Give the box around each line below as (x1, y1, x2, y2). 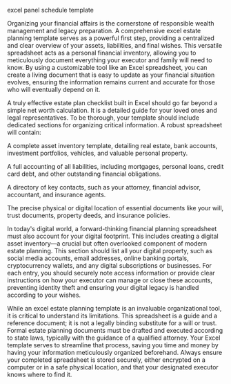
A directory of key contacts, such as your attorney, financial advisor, (7, 183, 201, 191)
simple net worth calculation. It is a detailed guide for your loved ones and (7, 107, 217, 114)
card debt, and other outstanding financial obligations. (7, 170, 161, 178)
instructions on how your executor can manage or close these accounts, (7, 276, 212, 284)
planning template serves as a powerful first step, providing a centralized (7, 34, 215, 42)
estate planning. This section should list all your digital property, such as (7, 247, 212, 255)
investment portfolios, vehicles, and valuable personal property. (7, 149, 188, 157)
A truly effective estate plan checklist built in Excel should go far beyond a (7, 99, 218, 107)
